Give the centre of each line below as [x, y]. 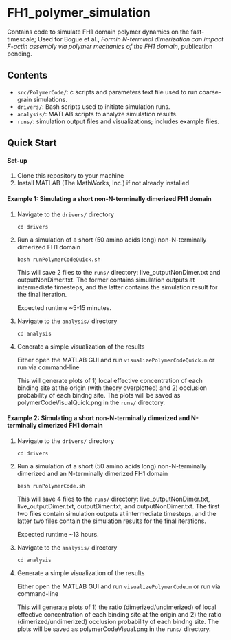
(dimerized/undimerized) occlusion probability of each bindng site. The [118, 621]
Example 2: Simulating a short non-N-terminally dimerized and [99, 418]
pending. [20, 54]
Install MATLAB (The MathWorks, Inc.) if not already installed [103, 183]
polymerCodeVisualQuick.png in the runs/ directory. [91, 402]
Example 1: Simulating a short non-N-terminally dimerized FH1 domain [109, 198]
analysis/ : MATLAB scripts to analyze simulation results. [97, 114]
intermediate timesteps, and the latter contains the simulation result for [117, 287]
